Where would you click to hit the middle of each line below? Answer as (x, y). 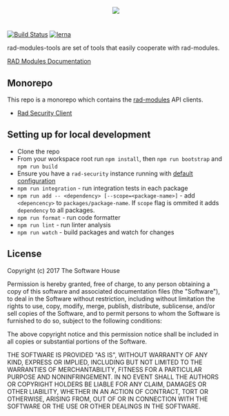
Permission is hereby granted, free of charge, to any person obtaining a (109, 284)
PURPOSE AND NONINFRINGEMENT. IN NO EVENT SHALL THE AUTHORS (113, 377)
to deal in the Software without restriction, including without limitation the (111, 299)
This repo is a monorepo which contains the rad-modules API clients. (105, 100)
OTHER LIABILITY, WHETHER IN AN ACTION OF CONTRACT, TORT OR (108, 391)
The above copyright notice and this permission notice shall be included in (113, 334)
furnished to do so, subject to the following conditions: (84, 321)
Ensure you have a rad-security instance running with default (105, 173)
